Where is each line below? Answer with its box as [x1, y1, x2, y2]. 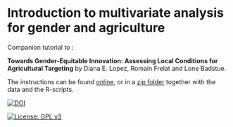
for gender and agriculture [7, 20, 165, 36]
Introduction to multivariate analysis [7, 5, 224, 21]
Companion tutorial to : [7, 43, 74, 51]
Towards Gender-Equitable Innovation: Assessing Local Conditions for [7, 56, 218, 65]
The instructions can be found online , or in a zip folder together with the [7, 77, 216, 86]
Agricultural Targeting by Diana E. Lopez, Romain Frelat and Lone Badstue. [7, 64, 227, 72]
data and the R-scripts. [7, 85, 74, 93]
